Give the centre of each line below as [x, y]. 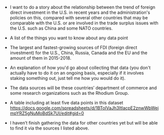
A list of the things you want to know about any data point [69, 38]
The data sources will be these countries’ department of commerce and [83, 88]
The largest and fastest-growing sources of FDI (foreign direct [74, 47]
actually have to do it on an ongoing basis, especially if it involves [77, 73]
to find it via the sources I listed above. [49, 128]
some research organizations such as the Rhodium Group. [69, 93]
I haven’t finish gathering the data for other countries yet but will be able [84, 123]
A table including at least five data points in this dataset [66, 103]
